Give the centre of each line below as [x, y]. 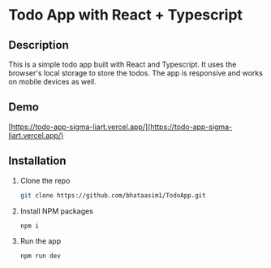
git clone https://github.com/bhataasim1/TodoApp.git [113, 195]
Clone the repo [45, 180]
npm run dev [40, 256]
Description [39, 45]
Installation [37, 161]
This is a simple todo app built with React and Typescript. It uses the [123, 64]
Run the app [41, 241]
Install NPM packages [56, 211]
